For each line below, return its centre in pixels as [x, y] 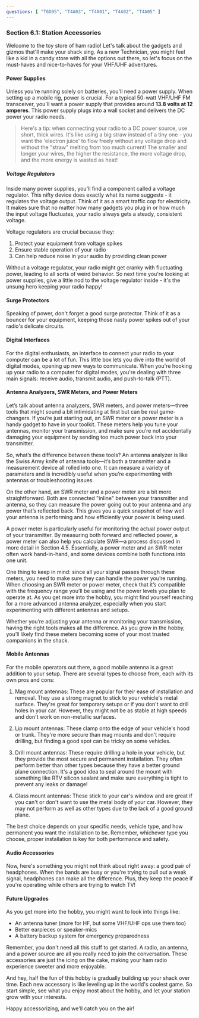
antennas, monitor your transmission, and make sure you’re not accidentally [99, 430]
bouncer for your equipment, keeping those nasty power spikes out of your [98, 320]
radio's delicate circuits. [35, 326]
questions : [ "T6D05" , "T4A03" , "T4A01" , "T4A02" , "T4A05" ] [83, 12]
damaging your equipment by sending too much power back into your [91, 437]
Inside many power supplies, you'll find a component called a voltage [91, 189]
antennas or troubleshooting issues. [50, 480]
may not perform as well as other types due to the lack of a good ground [104, 808]
